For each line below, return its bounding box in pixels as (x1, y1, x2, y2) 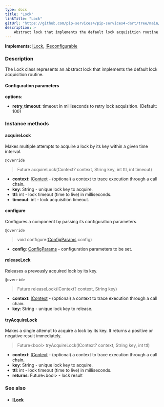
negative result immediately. (5, 333, 62, 339)
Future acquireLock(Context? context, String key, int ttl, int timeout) (17, 166, 152, 172)
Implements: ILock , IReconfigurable (5, 43, 78, 49)
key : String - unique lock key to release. (12, 306, 93, 312)
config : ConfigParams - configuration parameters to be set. (12, 246, 133, 252)
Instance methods (5, 120, 49, 127)
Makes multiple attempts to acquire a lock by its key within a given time (5, 143, 148, 149)
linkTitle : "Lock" (5, 16, 42, 21)
